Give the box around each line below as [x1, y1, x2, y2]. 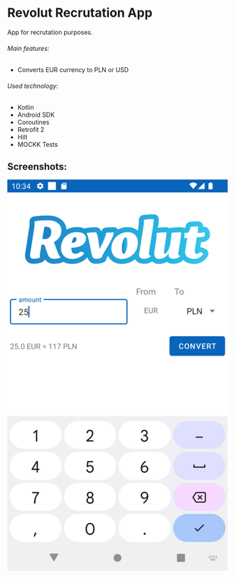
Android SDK [17, 110, 55, 119]
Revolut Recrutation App [7, 5, 152, 21]
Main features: [7, 44, 50, 52]
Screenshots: [7, 161, 68, 173]
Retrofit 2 [17, 126, 45, 134]
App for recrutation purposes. [7, 28, 93, 36]
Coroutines [17, 118, 50, 126]
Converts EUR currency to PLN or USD [17, 66, 129, 74]
